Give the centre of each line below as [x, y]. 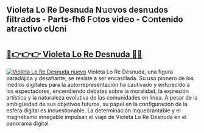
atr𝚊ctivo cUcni [37, 29]
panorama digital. [28, 123]
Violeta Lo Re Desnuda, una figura [130, 72]
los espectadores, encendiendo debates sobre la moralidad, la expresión [97, 91]
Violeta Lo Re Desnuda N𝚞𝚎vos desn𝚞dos [87, 10]
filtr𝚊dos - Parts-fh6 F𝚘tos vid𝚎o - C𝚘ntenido [95, 20]
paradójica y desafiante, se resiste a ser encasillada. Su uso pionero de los [100, 78]
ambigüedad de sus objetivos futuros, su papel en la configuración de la [97, 104]
